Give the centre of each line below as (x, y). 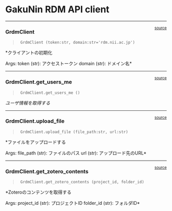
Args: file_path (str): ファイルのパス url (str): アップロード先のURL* (76, 153)
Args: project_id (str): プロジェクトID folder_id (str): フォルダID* (73, 203)
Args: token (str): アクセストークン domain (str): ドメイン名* (69, 64)
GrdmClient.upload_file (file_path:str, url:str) (74, 132)
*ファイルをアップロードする (36, 142)
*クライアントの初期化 (29, 53)
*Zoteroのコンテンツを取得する (38, 192)
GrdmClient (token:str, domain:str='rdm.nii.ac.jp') (78, 43)
